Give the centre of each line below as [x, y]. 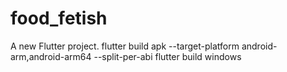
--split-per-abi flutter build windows [167, 56]
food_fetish [59, 18]
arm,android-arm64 [51, 56]
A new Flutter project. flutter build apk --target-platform [125, 46]
